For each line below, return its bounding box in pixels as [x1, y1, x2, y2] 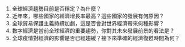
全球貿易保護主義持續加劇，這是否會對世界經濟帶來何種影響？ [11, 20, 165, 26]
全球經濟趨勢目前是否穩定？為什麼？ [11, 5, 102, 12]
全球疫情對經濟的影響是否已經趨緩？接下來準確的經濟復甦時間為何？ [11, 35, 180, 41]
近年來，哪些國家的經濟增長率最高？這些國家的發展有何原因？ [11, 12, 165, 19]
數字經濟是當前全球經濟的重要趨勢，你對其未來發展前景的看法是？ [11, 27, 175, 34]
